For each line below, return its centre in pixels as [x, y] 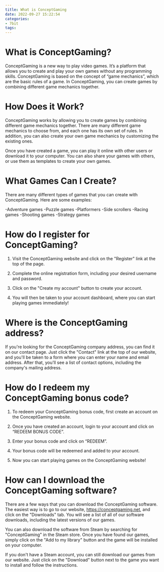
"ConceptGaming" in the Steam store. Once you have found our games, [77, 535]
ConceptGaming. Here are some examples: [48, 200]
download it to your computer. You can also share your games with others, [80, 156]
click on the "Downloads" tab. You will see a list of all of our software [75, 514]
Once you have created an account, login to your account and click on [83, 426]
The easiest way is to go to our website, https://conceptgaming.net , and [78, 509]
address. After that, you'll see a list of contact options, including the [73, 362]
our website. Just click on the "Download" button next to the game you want [82, 560]
